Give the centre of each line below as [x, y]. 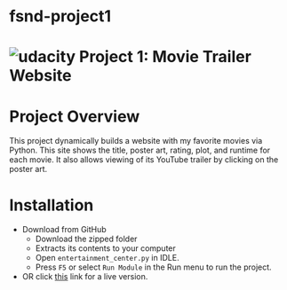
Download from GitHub [64, 230]
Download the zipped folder [86, 239]
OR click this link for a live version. [85, 277]
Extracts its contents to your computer [105, 248]
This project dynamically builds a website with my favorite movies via [136, 141]
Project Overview [75, 116]
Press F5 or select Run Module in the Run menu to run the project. [154, 267]
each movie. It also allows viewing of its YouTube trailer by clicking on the [144, 160]
